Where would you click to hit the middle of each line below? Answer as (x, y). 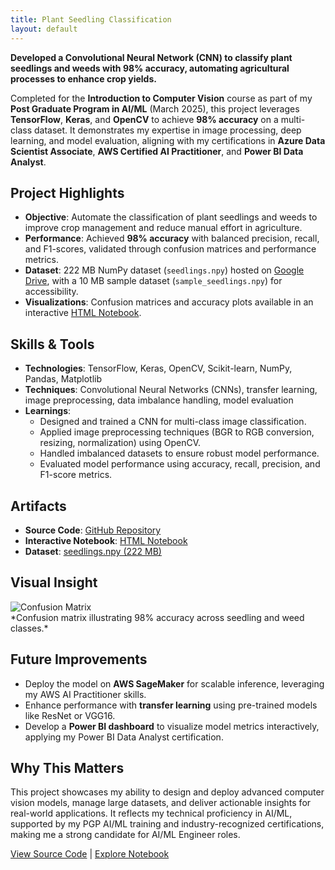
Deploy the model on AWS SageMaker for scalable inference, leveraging (174, 683)
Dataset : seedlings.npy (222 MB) (93, 551)
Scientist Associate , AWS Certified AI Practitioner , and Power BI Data (157, 151)
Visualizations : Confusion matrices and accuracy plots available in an (169, 302)
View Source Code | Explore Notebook (90, 854)
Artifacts (38, 506)
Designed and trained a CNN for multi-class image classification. (173, 422)
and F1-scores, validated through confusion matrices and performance (170, 249)
